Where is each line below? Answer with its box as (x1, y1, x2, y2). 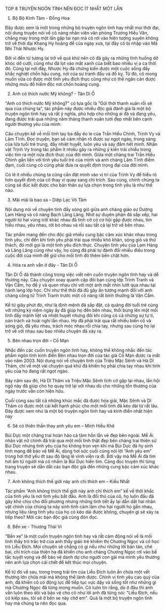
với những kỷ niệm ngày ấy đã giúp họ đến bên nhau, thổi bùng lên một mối (5, 307, 159, 313)
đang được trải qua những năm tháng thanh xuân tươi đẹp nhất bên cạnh (5, 116, 153, 122)
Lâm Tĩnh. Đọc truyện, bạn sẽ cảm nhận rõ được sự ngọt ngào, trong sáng (5, 136, 156, 142)
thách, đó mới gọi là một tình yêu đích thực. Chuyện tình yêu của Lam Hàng (5, 242, 158, 248)
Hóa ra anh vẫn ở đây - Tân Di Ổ (12, 262, 78, 268)
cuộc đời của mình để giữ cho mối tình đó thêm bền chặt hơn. (5, 252, 130, 258)
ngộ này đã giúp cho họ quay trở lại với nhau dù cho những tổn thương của (5, 383, 157, 389)
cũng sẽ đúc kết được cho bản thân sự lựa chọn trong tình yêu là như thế (5, 182, 153, 188)
